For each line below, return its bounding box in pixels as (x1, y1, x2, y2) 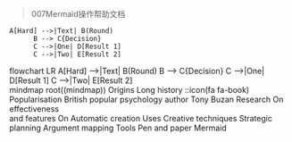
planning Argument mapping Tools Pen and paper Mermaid (9, 122, 228, 133)
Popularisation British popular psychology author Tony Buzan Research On (9, 94, 284, 104)
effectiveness (9, 104, 60, 114)
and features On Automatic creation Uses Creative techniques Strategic (9, 113, 272, 123)
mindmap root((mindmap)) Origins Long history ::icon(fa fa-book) (9, 85, 250, 95)
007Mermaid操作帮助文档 (30, 9, 126, 19)
